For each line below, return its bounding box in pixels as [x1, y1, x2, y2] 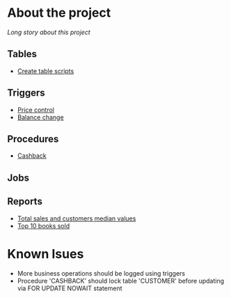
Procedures [7, 133, 59, 144]
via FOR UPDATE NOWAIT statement [17, 284, 123, 292]
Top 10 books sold [17, 221, 70, 230]
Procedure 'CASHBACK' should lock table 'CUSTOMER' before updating [17, 276, 225, 285]
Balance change [17, 113, 64, 121]
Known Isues [7, 246, 84, 262]
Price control [17, 105, 54, 114]
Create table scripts [17, 66, 74, 75]
